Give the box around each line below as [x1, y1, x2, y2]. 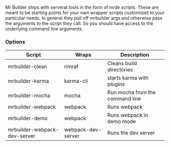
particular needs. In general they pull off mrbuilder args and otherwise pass [5, 15, 163, 21]
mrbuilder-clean [8, 63, 47, 70]
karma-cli [64, 78, 88, 85]
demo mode [107, 118, 136, 125]
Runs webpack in [107, 112, 148, 119]
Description [120, 52, 149, 59]
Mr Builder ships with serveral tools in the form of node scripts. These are [5, 5, 159, 10]
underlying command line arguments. [5, 26, 83, 32]
